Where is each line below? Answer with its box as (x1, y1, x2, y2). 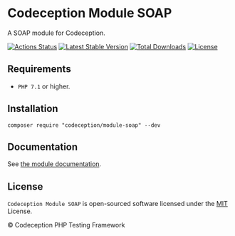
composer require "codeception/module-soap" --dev (7, 121, 161, 129)
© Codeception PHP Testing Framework (7, 221, 125, 230)
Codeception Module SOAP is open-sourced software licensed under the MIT (7, 200, 228, 208)
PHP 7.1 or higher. (17, 82, 70, 91)
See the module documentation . (7, 160, 102, 168)
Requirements (7, 63, 71, 76)
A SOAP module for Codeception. (7, 29, 105, 37)
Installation (7, 103, 58, 115)
